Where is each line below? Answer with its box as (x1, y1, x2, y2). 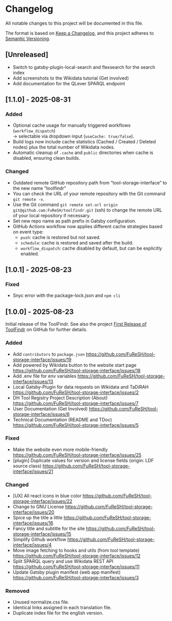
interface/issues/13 (12, 378, 53, 384)
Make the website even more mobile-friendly (12, 446, 108, 453)
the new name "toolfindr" (12, 185, 67, 191)
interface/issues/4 (12, 542, 52, 548)
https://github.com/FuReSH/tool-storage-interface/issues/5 (12, 422, 139, 428)
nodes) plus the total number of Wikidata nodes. (12, 144, 116, 150)
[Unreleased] (5, 50, 49, 59)
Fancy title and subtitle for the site (12, 525, 85, 532)
